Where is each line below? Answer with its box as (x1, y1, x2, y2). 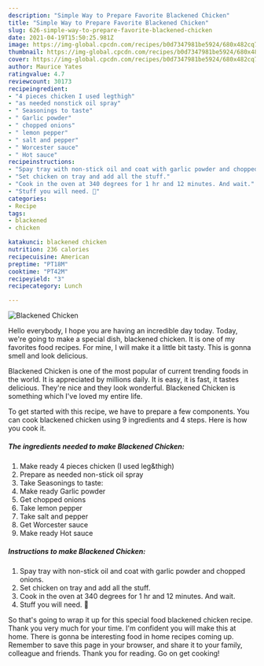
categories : (8, 195, 47, 203)
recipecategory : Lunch (8, 282, 82, 290)
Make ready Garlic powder (19, 486, 106, 497)
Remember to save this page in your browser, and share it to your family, (8, 640, 243, 650)
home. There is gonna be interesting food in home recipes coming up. (8, 632, 234, 642)
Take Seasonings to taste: (19, 478, 104, 488)
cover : (8, 56, 30, 64)
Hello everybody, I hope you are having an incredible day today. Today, (8, 326, 238, 336)
